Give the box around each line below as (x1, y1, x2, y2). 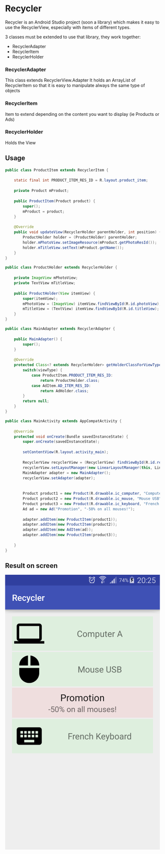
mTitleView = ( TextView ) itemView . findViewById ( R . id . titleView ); (23, 306, 160, 312)
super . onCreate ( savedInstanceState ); (23, 439, 100, 444)
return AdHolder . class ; (40, 388, 89, 393)
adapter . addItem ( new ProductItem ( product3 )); (23, 533, 118, 537)
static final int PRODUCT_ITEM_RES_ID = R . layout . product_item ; (14, 178, 148, 183)
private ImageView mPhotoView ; (14, 275, 78, 280)
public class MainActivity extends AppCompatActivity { (5, 418, 122, 424)
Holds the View (5, 139, 36, 145)
